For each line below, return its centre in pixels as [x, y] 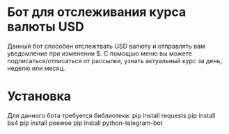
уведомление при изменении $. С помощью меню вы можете [100, 53]
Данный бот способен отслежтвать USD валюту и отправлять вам [106, 46]
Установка [39, 96]
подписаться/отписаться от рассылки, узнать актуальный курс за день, [115, 60]
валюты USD [46, 27]
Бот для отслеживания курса [97, 12]
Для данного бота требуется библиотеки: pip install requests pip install [111, 115]
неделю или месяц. [36, 68]
